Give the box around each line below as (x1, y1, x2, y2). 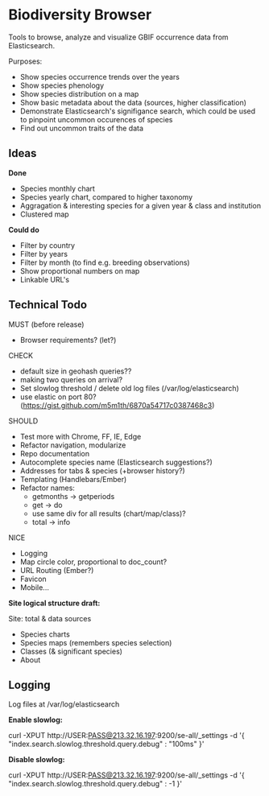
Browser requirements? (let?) (19, 335, 117, 344)
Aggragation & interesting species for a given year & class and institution (19, 200, 262, 210)
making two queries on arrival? (19, 374, 123, 384)
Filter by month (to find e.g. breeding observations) (19, 258, 191, 267)
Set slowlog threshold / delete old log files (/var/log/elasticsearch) (19, 383, 239, 393)
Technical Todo (8, 298, 87, 311)
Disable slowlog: (8, 755, 65, 765)
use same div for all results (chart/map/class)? (31, 509, 187, 518)
